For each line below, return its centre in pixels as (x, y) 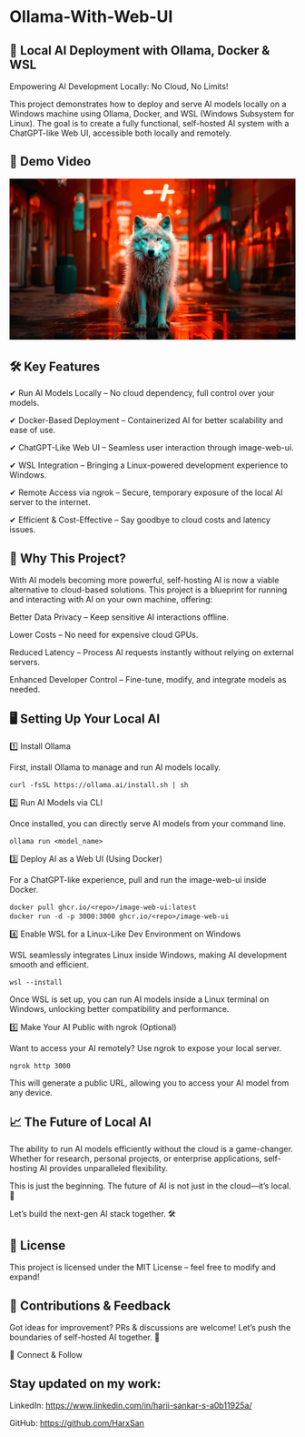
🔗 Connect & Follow (46, 1355)
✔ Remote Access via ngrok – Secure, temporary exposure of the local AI (146, 492)
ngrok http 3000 (40, 1066)
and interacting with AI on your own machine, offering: (111, 599)
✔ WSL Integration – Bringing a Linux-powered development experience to (149, 465)
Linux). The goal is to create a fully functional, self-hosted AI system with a (149, 123)
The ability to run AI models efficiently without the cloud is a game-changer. (151, 1149)
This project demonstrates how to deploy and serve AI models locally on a (148, 104)
